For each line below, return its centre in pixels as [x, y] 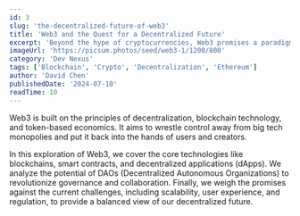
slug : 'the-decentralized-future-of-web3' [89, 26]
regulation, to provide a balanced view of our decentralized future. [131, 201]
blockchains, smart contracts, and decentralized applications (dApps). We [145, 163]
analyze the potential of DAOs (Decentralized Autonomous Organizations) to [149, 173]
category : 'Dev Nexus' [51, 59]
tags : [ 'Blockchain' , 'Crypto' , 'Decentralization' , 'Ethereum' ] [133, 68]
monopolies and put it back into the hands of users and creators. [128, 137]
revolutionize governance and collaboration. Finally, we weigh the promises [148, 182]
